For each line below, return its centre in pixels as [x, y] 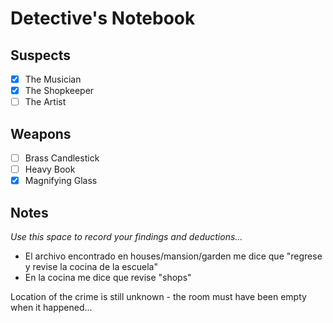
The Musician [53, 79]
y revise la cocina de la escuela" [91, 266]
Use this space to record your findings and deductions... [126, 236]
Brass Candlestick [62, 158]
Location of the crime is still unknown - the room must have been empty [158, 296]
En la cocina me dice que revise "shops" [108, 277]
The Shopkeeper [59, 91]
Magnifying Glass [61, 181]
